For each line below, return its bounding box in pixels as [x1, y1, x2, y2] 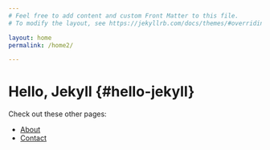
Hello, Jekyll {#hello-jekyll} [8, 83, 195, 101]
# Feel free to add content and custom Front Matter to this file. [8, 11, 239, 20]
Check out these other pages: [8, 109, 107, 119]
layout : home [8, 34, 52, 42]
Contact [19, 133, 47, 143]
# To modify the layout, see [8, 19, 106, 27]
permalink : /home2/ [8, 41, 74, 49]
